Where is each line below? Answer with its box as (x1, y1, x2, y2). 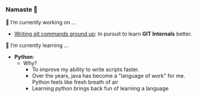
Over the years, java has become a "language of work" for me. (32, 72, 186, 80)
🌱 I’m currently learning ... (5, 42, 69, 49)
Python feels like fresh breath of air (32, 78, 118, 86)
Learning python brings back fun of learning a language (32, 85, 169, 92)
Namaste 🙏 (5, 5, 38, 14)
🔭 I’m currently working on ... (5, 19, 77, 26)
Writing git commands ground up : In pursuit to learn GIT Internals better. (14, 30, 193, 37)
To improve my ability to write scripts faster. (32, 66, 140, 73)
